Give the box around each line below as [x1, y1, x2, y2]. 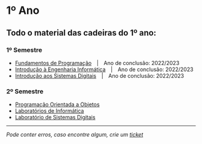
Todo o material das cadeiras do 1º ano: [6, 28, 156, 38]
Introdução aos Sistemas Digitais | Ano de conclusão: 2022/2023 [14, 72, 185, 79]
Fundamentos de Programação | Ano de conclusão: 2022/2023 [14, 59, 180, 66]
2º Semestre [6, 87, 44, 95]
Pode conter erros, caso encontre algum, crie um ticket [6, 131, 143, 139]
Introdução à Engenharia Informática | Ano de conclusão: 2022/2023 [14, 66, 194, 73]
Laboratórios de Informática [14, 107, 84, 114]
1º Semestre [6, 46, 43, 54]
